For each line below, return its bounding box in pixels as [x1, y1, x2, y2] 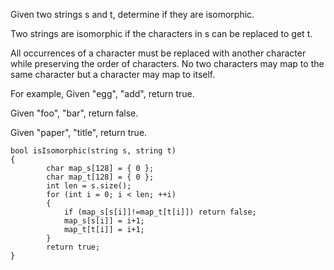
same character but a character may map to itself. [10, 69, 216, 80]
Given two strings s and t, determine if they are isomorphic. [10, 9, 255, 20]
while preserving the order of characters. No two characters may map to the [10, 58, 325, 69]
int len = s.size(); [46, 181, 132, 191]
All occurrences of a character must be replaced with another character [10, 47, 307, 59]
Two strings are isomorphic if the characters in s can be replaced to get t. [10, 28, 313, 39]
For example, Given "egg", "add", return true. [10, 88, 195, 99]
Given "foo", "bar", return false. [10, 107, 139, 119]
